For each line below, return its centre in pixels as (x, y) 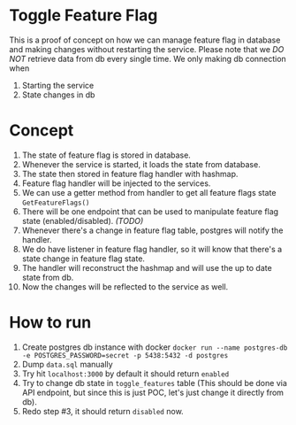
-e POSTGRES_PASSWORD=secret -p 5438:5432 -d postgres (125, 355)
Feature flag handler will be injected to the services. (116, 183)
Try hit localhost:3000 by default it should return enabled (125, 374)
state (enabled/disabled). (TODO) (83, 220)
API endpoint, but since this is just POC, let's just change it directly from (153, 392)
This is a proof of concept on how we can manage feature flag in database (145, 40)
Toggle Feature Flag (83, 15)
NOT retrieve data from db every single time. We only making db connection (148, 58)
